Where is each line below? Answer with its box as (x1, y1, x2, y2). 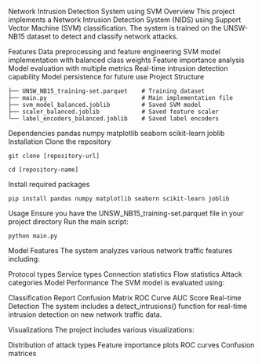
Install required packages (8, 180, 90, 189)
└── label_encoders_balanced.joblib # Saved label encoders (8, 115, 220, 123)
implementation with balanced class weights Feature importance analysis (8, 55, 245, 64)
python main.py (8, 232, 58, 240)
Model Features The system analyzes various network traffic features (8, 246, 233, 255)
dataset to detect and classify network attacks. (26, 31, 179, 41)
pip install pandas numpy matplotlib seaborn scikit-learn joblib (8, 195, 230, 203)
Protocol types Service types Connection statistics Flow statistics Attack (8, 270, 242, 278)
